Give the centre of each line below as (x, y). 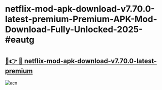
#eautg (20, 40)
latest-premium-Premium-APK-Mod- (81, 19)
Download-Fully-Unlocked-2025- (74, 30)
